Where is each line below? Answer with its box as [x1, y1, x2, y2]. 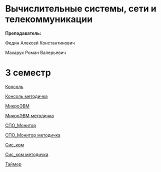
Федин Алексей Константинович [5, 39, 75, 45]
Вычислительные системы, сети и [5, 3, 156, 14]
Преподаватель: [5, 30, 41, 36]
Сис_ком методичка [5, 151, 48, 157]
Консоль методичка [5, 93, 48, 99]
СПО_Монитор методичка [5, 132, 61, 138]
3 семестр [5, 67, 51, 78]
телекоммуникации [5, 13, 93, 25]
